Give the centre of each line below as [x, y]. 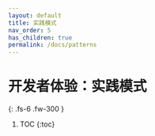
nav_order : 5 [30, 30]
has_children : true [40, 38]
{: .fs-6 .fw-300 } [36, 109]
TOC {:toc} [37, 124]
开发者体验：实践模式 [78, 87]
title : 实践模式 [32, 23]
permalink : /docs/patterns [53, 45]
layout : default [35, 15]
